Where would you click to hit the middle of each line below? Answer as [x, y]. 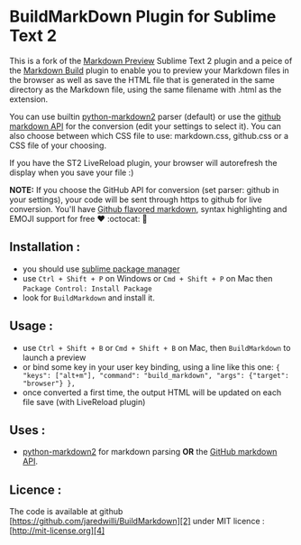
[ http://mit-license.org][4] [57, 531]
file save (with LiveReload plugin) [84, 402]
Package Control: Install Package [87, 289]
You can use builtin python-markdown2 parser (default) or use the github [145, 116]
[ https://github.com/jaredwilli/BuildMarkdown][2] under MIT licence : [137, 522]
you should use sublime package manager [101, 269]
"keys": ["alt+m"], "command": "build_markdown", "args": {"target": [156, 375]
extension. [29, 99]
